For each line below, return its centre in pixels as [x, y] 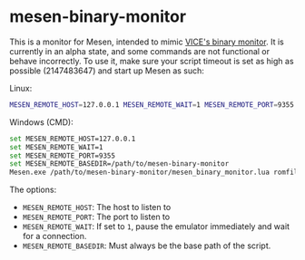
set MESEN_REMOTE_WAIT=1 [56, 147]
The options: [33, 190]
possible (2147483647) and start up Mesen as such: [107, 71]
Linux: [21, 88]
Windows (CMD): [42, 122]
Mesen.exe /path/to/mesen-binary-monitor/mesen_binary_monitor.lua [140, 173]
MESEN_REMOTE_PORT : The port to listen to [96, 217]
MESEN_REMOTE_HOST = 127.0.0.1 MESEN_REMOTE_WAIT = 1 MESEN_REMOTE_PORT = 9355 [152, 105]
